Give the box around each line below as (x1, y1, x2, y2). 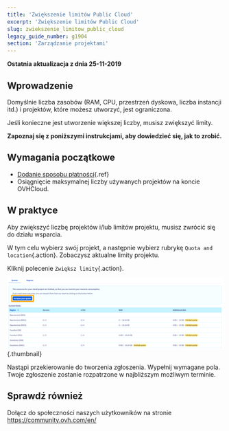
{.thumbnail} (7, 349, 43, 357)
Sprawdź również (7, 390, 84, 402)
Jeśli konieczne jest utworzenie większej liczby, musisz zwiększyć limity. (7, 118, 213, 126)
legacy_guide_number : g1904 (7, 33, 88, 40)
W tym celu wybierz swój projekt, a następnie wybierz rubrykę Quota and (7, 243, 213, 252)
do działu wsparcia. (7, 230, 62, 239)
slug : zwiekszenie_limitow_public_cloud (7, 25, 125, 32)
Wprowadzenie (7, 80, 73, 91)
